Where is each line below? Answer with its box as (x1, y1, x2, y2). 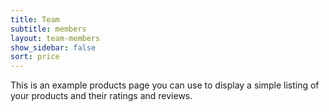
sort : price (10, 52, 60, 62)
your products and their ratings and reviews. (10, 90, 193, 102)
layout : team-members (10, 33, 101, 43)
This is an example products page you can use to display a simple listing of (10, 79, 320, 91)
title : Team (10, 14, 60, 25)
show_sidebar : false (10, 42, 97, 53)
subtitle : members (10, 24, 87, 34)
